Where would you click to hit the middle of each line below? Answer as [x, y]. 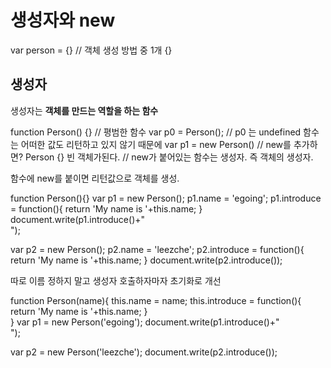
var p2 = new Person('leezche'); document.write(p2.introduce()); [144, 352]
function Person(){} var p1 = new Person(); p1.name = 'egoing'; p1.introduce [166, 198]
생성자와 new [63, 20]
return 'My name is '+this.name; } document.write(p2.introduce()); [146, 260]
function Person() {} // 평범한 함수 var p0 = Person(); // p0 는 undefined [156, 132]
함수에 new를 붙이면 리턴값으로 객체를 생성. [95, 178]
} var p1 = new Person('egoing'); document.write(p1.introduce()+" [145, 322]
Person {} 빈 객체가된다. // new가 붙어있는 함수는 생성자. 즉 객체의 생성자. [169, 157]
